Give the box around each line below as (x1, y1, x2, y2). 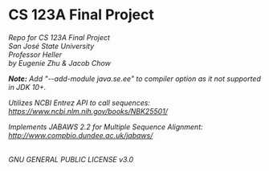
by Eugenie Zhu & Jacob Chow (8, 58, 111, 67)
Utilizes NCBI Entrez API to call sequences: (8, 98, 151, 108)
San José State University (8, 41, 95, 51)
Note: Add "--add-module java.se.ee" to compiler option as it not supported (8, 74, 261, 83)
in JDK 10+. (8, 82, 47, 92)
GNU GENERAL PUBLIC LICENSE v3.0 (8, 154, 134, 164)
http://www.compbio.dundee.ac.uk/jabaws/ (8, 130, 153, 140)
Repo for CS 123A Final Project (8, 32, 111, 42)
